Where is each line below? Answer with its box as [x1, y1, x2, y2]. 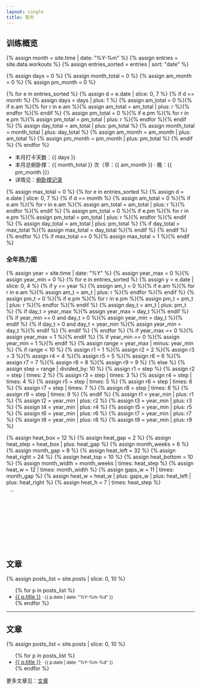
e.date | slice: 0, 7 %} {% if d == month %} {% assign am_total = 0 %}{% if [6, 194, 191, 202]
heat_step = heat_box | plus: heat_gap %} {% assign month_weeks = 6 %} [6, 440, 190, 448]
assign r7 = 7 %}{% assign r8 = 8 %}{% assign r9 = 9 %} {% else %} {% [6, 358, 185, 366]
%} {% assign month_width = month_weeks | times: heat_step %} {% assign [6, 460, 194, 467]
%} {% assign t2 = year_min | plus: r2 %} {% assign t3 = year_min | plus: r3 [6, 397, 193, 404]
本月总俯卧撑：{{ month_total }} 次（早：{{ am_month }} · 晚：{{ [14, 161, 172, 169]
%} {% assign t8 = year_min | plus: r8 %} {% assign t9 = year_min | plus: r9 [6, 416, 193, 423]
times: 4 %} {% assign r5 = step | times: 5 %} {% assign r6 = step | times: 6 [6, 377, 193, 385]
